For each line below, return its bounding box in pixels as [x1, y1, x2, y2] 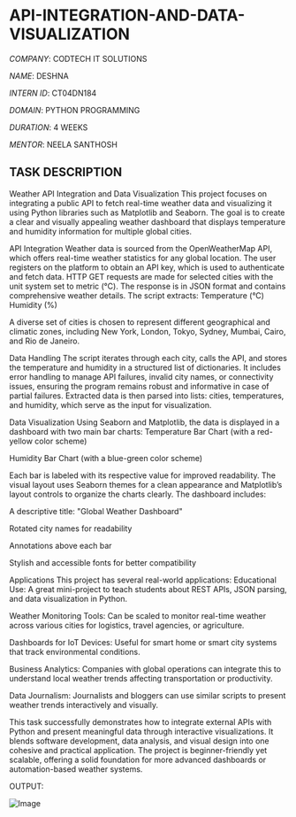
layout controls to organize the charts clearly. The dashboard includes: [9, 489, 267, 499]
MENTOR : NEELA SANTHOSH [9, 139, 118, 150]
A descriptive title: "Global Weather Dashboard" [9, 505, 183, 516]
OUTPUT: [9, 781, 44, 791]
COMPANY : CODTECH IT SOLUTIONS [9, 53, 148, 64]
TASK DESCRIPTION [9, 165, 122, 180]
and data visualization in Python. [9, 593, 128, 604]
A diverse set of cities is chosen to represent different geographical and [9, 316, 271, 328]
